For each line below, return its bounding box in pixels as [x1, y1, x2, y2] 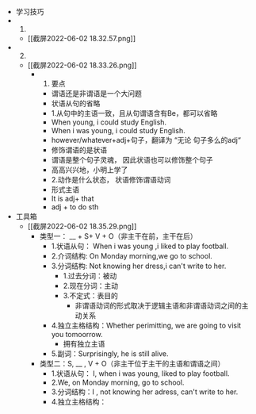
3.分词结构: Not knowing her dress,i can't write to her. [51, 261, 227, 270]
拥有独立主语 [63, 339, 105, 348]
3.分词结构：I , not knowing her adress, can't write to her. [51, 387, 239, 397]
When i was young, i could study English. [51, 126, 186, 135]
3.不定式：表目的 [63, 291, 119, 300]
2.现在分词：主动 [63, 281, 119, 290]
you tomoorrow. [51, 330, 103, 339]
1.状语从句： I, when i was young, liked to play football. [51, 369, 230, 378]
